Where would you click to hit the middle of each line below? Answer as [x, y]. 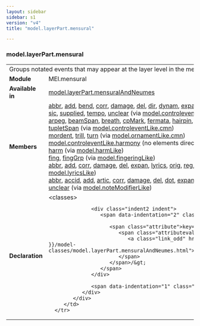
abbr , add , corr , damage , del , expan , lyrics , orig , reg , [121, 165]
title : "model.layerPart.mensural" [50, 28]
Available [23, 88]
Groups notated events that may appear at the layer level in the [97, 69]
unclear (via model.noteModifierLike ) [100, 187]
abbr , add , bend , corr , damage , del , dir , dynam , [114, 105]
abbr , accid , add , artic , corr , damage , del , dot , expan [121, 180]
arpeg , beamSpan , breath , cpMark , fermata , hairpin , [121, 120]
